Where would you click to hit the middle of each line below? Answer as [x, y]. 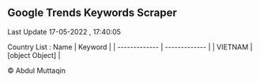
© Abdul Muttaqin [37, 70]
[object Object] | [34, 55]
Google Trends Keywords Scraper [92, 13]
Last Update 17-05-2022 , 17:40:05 [64, 31]
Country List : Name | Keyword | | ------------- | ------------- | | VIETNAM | [130, 47]
